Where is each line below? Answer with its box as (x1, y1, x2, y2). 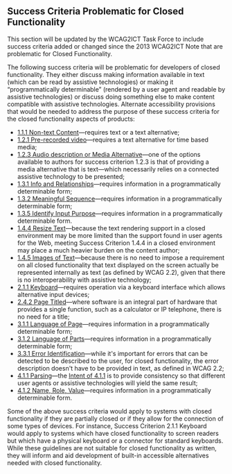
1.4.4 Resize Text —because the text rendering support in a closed (17, 223, 206, 232)
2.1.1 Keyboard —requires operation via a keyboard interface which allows (17, 282, 226, 291)
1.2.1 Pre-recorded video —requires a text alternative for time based (17, 135, 209, 144)
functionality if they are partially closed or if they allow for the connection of (7, 414, 224, 423)
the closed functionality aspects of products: (7, 115, 135, 123)
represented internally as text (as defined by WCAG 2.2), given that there (17, 268, 226, 276)
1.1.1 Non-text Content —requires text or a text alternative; (17, 128, 180, 136)
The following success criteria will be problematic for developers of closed (7, 62, 220, 71)
